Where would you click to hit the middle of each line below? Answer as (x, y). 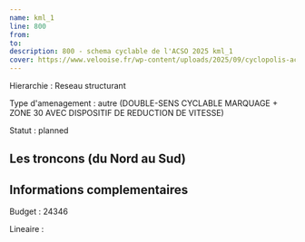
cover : (22, 60)
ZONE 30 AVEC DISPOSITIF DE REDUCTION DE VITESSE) (117, 113)
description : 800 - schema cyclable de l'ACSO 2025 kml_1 (121, 52)
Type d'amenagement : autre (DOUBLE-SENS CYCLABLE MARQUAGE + (144, 103)
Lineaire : (27, 229)
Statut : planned (39, 131)
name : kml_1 (32, 18)
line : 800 (28, 26)
